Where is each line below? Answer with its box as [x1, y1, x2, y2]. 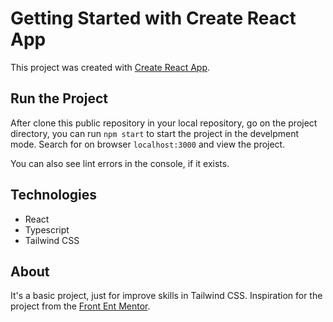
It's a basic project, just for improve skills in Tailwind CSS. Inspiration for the [10, 290, 323, 302]
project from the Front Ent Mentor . [10, 300, 151, 312]
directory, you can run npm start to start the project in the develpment [10, 127, 299, 139]
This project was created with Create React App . [10, 61, 211, 73]
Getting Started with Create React [10, 7, 297, 30]
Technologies [10, 187, 98, 204]
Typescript [24, 223, 70, 236]
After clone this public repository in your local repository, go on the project [10, 117, 318, 129]
